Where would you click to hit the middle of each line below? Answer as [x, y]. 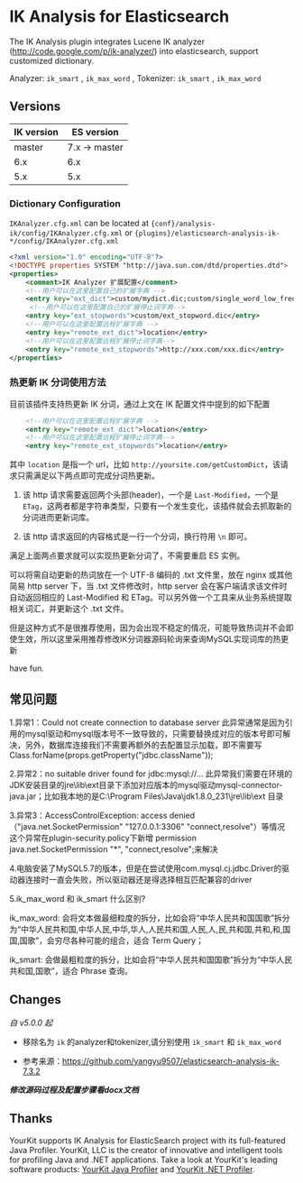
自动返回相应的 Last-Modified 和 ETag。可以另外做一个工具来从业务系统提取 [151, 598]
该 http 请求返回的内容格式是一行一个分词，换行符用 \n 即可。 [137, 536]
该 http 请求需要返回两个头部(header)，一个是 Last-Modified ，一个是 [151, 495]
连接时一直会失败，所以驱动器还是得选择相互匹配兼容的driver [138, 880]
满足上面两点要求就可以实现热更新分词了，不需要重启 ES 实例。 [127, 555]
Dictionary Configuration [65, 203]
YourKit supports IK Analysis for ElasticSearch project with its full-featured [147, 1140]
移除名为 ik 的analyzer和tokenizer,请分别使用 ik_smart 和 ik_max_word [152, 1041]
